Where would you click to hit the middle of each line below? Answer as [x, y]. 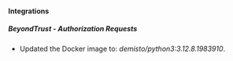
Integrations [29, 11]
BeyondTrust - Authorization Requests [73, 29]
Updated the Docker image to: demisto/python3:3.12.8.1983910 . [122, 48]
